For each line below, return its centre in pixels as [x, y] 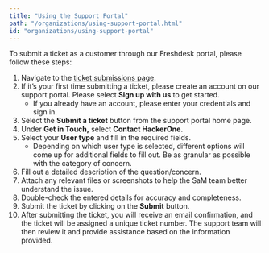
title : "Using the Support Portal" [69, 16]
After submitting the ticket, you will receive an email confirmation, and [137, 215]
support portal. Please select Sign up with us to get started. [120, 95]
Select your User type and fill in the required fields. [106, 138]
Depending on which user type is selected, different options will [139, 147]
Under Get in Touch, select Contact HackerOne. [102, 129]
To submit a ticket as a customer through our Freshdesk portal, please [126, 54]
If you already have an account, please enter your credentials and [142, 104]
